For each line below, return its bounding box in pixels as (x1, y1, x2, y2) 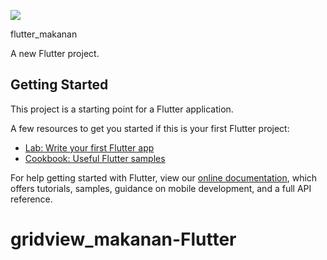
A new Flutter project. (10, 48, 100, 59)
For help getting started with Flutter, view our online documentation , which (10, 171, 318, 184)
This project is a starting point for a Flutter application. (10, 103, 234, 115)
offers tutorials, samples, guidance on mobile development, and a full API (10, 182, 312, 194)
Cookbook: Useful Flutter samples (24, 152, 166, 164)
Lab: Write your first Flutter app (24, 141, 155, 154)
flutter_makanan (10, 28, 78, 40)
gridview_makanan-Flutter (10, 228, 237, 250)
